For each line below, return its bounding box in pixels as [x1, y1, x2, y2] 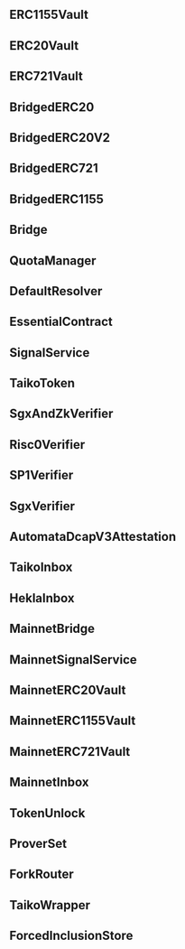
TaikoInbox [9, 560, 73, 575]
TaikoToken [9, 376, 75, 391]
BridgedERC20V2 [9, 130, 111, 145]
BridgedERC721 [9, 161, 99, 176]
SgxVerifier [9, 498, 75, 514]
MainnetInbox [9, 775, 89, 790]
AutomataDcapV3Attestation [9, 529, 177, 544]
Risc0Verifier [9, 437, 86, 452]
